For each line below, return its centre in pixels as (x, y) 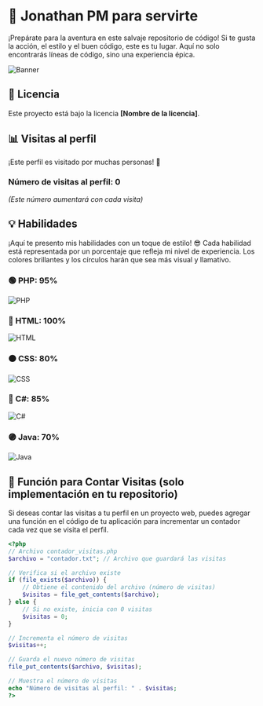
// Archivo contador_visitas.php (63, 551)
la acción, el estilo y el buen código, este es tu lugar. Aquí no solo (114, 46)
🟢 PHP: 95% (33, 280)
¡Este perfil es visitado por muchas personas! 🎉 (84, 162)
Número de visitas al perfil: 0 (64, 182)
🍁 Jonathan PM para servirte (103, 16)
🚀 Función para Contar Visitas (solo (96, 482)
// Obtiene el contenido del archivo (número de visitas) (119, 587)
